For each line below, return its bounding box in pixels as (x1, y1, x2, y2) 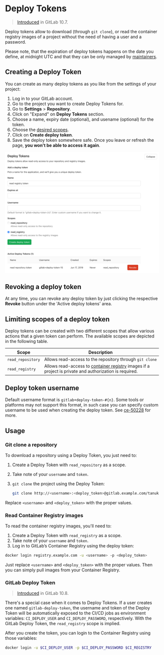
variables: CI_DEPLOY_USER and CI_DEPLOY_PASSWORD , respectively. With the (5, 615, 152, 621)
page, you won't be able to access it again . (12, 142, 101, 148)
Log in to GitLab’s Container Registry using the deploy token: (12, 543, 134, 549)
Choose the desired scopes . (12, 127, 69, 133)
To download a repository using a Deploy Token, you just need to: (5, 452, 137, 458)
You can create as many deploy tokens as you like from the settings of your (5, 81, 157, 87)
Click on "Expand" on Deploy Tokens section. (12, 111, 104, 117)
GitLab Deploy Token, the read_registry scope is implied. (5, 621, 121, 627)
